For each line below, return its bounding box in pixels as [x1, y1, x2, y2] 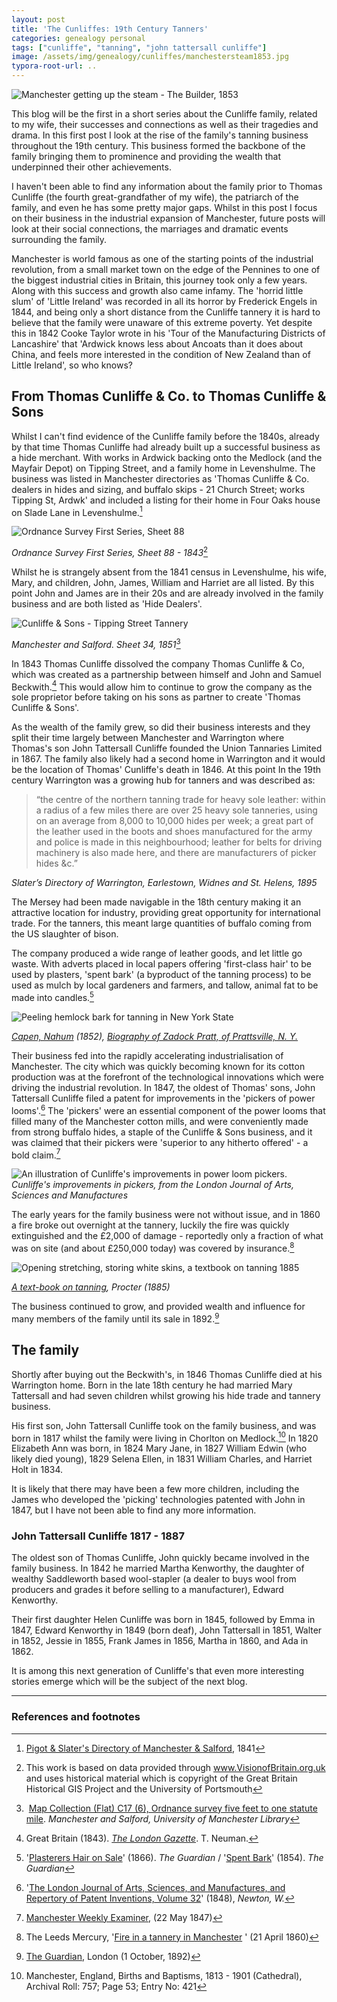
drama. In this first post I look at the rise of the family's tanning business [11, 129, 309, 141]
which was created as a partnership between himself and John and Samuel [11, 668, 322, 680]
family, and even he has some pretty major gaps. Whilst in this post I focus [11, 202, 318, 213]
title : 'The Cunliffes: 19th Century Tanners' [11, 24, 209, 34]
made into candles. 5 [11, 990, 94, 1004]
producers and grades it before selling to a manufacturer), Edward [11, 1584, 284, 1596]
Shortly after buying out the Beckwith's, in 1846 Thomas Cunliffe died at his [11, 1368, 323, 1380]
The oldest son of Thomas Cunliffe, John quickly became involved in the [11, 1552, 310, 1564]
